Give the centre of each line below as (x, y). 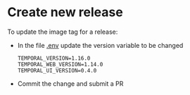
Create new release (65, 12)
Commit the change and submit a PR (70, 83)
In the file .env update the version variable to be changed (100, 45)
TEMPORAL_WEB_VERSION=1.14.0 (60, 64)
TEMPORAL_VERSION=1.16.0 (54, 58)
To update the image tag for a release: (63, 32)
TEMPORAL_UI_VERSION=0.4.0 (57, 70)
